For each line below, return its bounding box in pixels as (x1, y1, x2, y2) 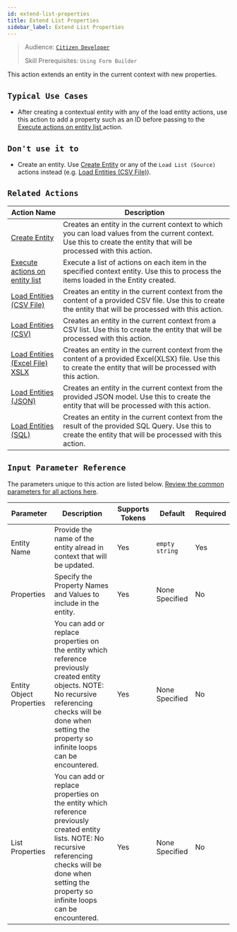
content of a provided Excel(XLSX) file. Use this (63, 354, 221, 363)
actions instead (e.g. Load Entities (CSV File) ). (17, 168, 152, 176)
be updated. (54, 560, 95, 570)
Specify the (54, 571, 93, 581)
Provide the (54, 525, 93, 535)
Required (195, 508, 226, 518)
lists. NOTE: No (54, 833, 104, 843)
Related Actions (7, 188, 79, 199)
